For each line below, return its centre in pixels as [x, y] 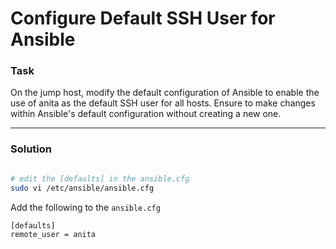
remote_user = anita [53, 235]
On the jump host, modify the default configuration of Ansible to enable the [165, 93]
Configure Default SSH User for [143, 18]
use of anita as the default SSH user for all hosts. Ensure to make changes [163, 103]
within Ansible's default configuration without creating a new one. [146, 114]
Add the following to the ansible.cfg [85, 207]
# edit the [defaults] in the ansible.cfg [100, 178]
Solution [31, 149]
